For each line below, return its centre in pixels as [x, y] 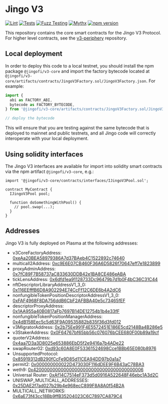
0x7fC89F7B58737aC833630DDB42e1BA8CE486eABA [69, 274]
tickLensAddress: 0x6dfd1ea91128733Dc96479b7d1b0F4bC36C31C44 [85, 279]
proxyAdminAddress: [34, 268]
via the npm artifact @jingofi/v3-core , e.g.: [49, 171]
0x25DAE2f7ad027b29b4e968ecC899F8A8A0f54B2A [68, 385]
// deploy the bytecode [30, 118]
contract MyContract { [29, 189]
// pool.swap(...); [34, 207]
